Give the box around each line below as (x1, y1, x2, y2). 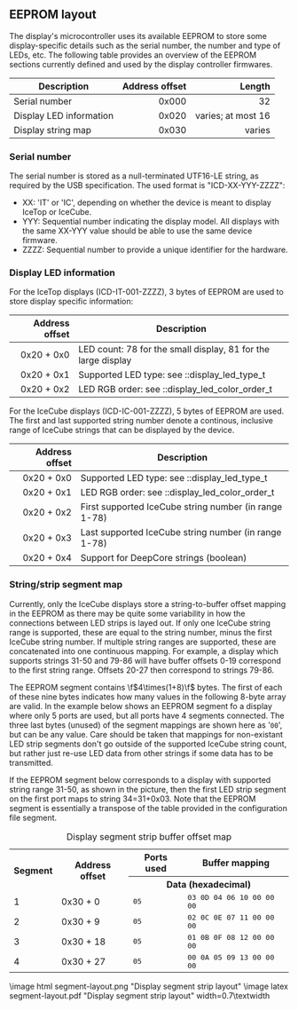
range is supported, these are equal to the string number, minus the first (9, 627, 272, 637)
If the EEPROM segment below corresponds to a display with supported (9, 774, 271, 785)
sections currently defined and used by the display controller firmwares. (9, 59, 273, 69)
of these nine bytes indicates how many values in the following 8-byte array (9, 691, 286, 702)
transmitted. (9, 757, 53, 768)
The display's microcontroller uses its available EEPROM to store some (9, 30, 268, 41)
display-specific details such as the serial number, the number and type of (9, 40, 281, 51)
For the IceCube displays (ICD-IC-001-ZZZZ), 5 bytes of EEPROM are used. (9, 406, 285, 416)
